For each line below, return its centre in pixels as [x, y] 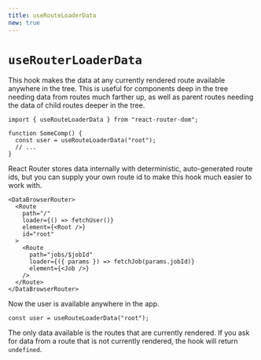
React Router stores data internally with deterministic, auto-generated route [130, 169]
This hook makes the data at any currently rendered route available [117, 80]
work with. [25, 186]
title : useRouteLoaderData [52, 15]
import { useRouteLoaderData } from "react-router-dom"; [103, 120]
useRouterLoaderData [75, 60]
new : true [24, 23]
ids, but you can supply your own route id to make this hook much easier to [130, 177]
